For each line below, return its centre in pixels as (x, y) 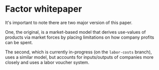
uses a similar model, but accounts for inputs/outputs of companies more (79, 57)
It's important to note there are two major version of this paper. (69, 23)
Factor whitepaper (44, 9)
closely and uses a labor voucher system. (47, 62)
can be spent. (19, 42)
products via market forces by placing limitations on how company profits (79, 37)
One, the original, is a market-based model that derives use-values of (76, 32)
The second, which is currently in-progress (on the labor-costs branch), (79, 52)
